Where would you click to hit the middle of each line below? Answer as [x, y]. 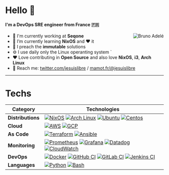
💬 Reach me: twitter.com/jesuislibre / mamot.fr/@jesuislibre [74, 68]
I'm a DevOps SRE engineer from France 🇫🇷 [52, 24]
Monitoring [21, 146]
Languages [21, 165]
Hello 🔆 [20, 10]
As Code [18, 134]
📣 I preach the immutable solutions [49, 47]
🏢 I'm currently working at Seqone [48, 36]
